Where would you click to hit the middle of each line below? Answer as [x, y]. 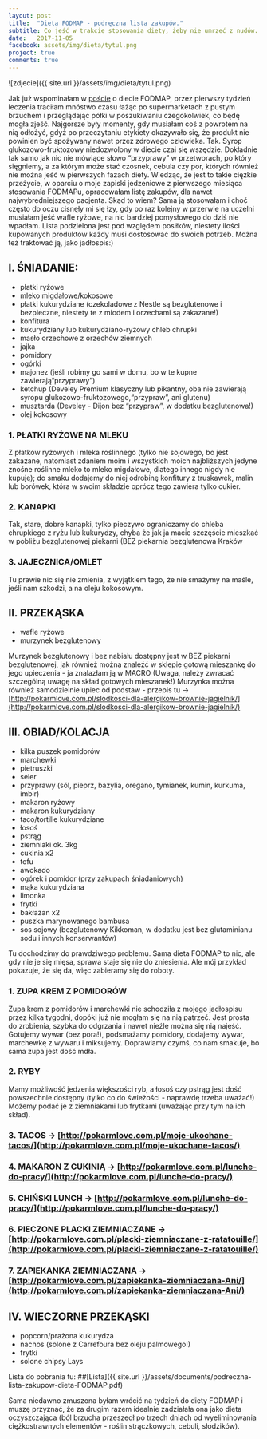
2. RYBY [25, 1072]
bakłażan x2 [40, 913]
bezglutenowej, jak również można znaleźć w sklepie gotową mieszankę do [132, 664]
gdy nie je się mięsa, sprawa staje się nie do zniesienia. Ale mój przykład [128, 962]
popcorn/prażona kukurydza [67, 1336]
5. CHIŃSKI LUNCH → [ [53, 1198]
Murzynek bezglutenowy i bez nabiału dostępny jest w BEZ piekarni [119, 656]
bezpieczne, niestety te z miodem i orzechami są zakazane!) [119, 312]
